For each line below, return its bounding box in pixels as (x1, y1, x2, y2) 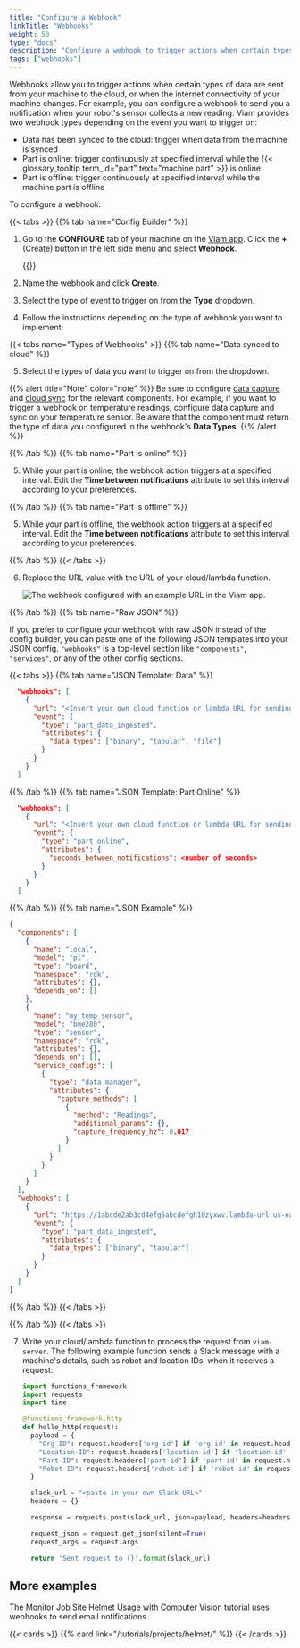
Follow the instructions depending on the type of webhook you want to (21, 312, 283, 322)
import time (21, 1398, 67, 1407)
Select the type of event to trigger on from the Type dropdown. (21, 295, 255, 305)
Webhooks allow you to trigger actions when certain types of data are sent (9, 79, 284, 89)
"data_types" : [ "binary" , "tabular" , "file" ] (48, 737, 221, 746)
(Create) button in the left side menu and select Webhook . (21, 243, 237, 254)
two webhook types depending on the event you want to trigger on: (9, 117, 257, 128)
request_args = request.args (30, 1537, 139, 1546)
